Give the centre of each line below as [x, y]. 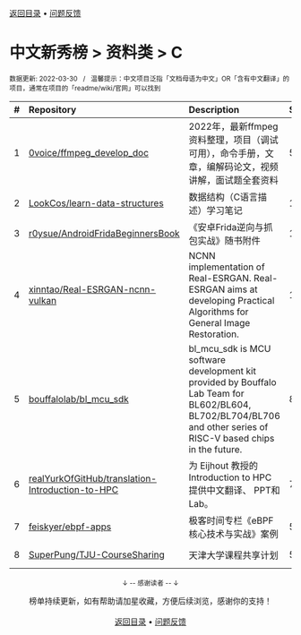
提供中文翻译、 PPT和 [234, 490]
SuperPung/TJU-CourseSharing [97, 554]
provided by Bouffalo [232, 382]
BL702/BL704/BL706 [234, 416]
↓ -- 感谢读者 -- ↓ [150, 583]
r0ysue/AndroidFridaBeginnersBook [104, 233]
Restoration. [214, 334]
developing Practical [232, 300]
